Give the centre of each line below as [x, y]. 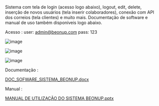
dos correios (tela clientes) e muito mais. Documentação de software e [77, 17]
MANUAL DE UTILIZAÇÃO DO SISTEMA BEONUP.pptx [59, 98]
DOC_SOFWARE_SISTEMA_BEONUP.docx [47, 79]
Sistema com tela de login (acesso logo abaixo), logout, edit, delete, [73, 7]
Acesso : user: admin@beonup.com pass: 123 [51, 32]
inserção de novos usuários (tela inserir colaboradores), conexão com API [80, 12]
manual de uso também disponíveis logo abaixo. [54, 22]
